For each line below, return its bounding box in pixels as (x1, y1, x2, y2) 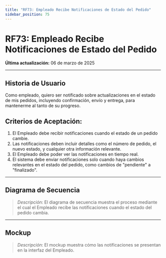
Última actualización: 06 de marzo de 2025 (5, 60, 95, 66)
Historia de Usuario (5, 79, 66, 87)
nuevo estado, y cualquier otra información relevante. (12, 146, 122, 152)
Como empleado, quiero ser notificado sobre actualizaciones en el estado (5, 92, 156, 98)
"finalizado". (12, 167, 38, 173)
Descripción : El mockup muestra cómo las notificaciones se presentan (17, 242, 161, 248)
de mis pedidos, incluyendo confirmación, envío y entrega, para (5, 98, 135, 103)
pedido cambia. (17, 209, 49, 215)
